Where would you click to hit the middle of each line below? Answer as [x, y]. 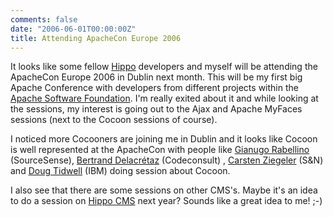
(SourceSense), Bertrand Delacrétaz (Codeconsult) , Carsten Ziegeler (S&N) [167, 160]
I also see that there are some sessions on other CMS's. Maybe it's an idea [164, 190]
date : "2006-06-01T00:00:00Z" [73, 29]
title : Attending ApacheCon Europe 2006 [96, 38]
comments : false [44, 19]
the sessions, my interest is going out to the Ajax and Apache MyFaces [156, 109]
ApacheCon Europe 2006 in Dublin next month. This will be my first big [156, 77]
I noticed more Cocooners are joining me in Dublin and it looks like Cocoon [164, 139]
